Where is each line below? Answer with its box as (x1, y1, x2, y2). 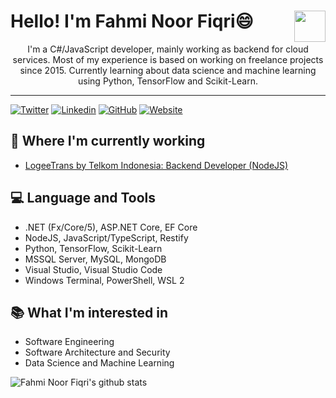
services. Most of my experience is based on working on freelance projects (12, 53, 324, 65)
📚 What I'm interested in (10, 304, 168, 321)
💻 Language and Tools (10, 190, 157, 207)
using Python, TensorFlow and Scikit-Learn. (78, 75, 258, 87)
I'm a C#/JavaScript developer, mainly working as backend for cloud (27, 43, 309, 55)
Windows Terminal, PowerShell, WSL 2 (24, 274, 185, 286)
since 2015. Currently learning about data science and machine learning (19, 64, 317, 76)
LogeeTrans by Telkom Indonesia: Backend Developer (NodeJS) (24, 159, 289, 171)
